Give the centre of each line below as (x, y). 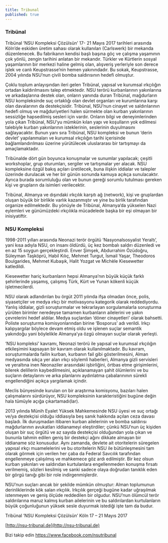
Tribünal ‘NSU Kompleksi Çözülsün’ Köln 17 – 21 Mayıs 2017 (66, 516)
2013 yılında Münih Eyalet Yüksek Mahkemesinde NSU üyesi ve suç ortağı (81, 411)
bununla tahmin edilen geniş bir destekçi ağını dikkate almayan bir (73, 438)
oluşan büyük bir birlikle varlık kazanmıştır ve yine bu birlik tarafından (77, 200)
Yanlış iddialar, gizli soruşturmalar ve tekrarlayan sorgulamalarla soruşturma (83, 307)
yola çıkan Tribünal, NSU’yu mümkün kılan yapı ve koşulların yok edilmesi (81, 122)
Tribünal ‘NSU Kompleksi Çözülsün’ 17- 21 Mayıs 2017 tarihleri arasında (78, 43)
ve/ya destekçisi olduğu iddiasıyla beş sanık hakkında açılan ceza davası (80, 416)
